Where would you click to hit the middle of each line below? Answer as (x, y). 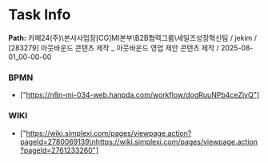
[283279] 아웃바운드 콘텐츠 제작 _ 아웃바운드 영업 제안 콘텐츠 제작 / (114, 48)
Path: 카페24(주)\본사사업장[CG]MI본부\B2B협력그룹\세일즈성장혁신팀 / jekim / (133, 38)
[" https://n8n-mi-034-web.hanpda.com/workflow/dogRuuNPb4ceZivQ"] (140, 95)
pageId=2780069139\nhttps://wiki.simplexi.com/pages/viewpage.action (139, 141)
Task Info (40, 15)
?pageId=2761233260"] (59, 150)
